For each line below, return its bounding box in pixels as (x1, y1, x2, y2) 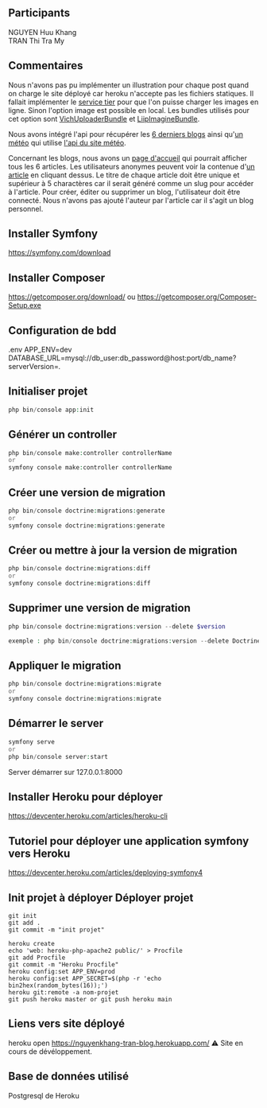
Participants (8, 6, 70, 20)
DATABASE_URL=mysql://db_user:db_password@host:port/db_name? (8, 353, 237, 363)
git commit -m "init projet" (8, 926, 105, 934)
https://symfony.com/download (8, 248, 111, 258)
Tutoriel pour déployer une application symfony (8, 834, 250, 848)
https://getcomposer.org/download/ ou (8, 292, 136, 301)
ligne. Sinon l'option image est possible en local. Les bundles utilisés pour (8, 105, 250, 115)
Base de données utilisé (8, 1070, 130, 1083)
